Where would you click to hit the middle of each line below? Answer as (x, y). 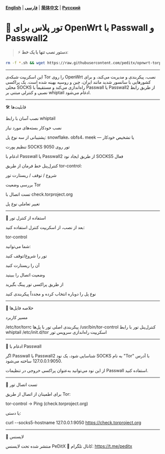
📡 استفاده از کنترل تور (26, 218)
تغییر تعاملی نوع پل (23, 203)
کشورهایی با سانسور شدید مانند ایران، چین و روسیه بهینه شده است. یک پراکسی (78, 82)
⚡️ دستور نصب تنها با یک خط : (43, 52)
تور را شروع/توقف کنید (26, 256)
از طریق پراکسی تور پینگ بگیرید (35, 284)
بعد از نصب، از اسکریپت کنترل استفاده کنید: (45, 227)
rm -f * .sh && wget (25, 63)
